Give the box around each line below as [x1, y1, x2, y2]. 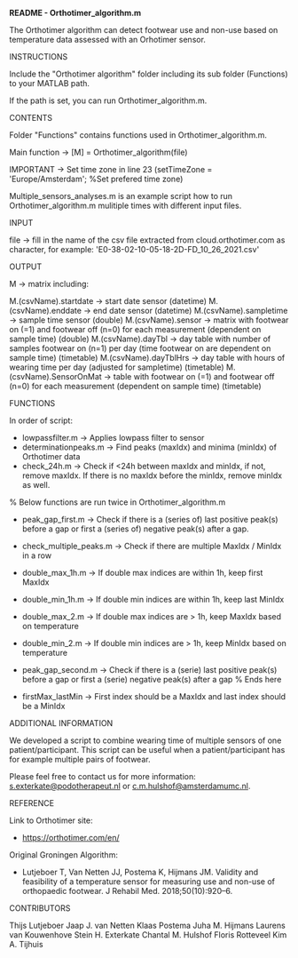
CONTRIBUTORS [9, 903, 71, 914]
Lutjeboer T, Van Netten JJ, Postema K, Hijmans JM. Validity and [21, 866, 259, 877]
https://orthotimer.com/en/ [21, 833, 120, 842]
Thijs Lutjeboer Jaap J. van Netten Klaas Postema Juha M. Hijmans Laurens [9, 920, 286, 930]
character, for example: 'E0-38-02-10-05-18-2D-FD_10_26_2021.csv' [9, 244, 260, 254]
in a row [21, 550, 51, 561]
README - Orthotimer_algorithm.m [9, 8, 142, 18]
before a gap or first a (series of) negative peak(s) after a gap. [21, 523, 250, 534]
